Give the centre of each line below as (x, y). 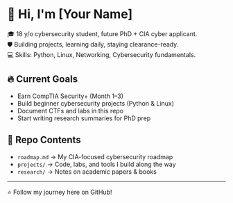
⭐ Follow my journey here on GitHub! (60, 192)
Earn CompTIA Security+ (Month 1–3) (70, 96)
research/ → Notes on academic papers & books (87, 171)
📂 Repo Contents (44, 140)
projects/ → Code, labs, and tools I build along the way (96, 164)
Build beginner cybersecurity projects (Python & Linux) (96, 103)
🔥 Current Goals (43, 79)
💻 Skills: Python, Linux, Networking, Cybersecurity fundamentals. (102, 54)
